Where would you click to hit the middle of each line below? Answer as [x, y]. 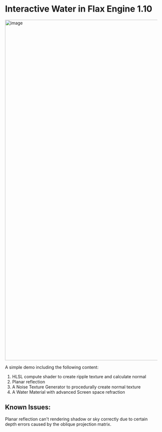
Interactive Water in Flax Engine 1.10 [79, 9]
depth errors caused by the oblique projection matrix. [58, 424]
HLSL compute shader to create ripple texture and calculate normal [79, 376]
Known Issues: [28, 408]
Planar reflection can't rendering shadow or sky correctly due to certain [76, 419]
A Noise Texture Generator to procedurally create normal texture [76, 387]
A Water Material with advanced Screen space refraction [68, 392]
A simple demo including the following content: [52, 367]
